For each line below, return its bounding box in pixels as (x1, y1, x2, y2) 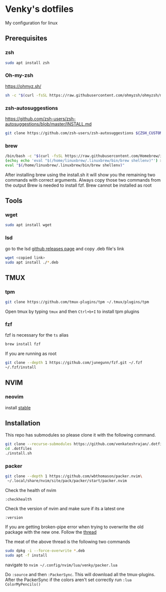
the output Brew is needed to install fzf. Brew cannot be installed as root (5, 182, 152, 188)
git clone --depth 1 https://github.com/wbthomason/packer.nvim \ (5, 474, 142, 479)
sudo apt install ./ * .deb (5, 260, 58, 265)
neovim (5, 394, 24, 400)
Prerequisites (5, 34, 47, 43)
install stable (5, 404, 31, 410)
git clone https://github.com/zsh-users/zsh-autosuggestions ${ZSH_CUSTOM (5, 130, 163, 136)
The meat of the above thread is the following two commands (5, 539, 130, 545)
